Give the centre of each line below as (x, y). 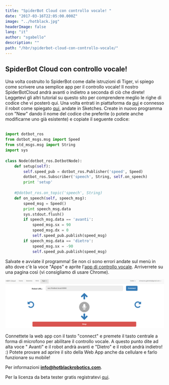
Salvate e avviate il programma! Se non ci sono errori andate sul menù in (80, 261)
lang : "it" (17, 32)
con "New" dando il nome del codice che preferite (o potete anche (74, 113)
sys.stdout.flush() (44, 214)
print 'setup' (38, 182)
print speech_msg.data (47, 209)
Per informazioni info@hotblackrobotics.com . (54, 367)
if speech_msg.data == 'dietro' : (59, 241)
